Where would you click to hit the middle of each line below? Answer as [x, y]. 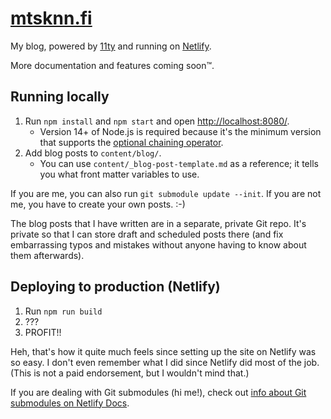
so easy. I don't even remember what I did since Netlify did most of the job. [165, 362]
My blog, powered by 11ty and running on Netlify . [111, 46]
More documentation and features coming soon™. [112, 65]
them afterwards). [47, 255]
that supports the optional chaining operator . [131, 142]
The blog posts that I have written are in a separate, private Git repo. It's [158, 223]
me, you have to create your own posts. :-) [98, 204]
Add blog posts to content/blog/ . [93, 153]
